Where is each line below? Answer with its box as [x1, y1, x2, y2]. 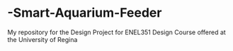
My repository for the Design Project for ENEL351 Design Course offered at [7, 28, 227, 36]
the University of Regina [7, 35, 78, 43]
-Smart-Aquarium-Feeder [7, 5, 162, 21]
